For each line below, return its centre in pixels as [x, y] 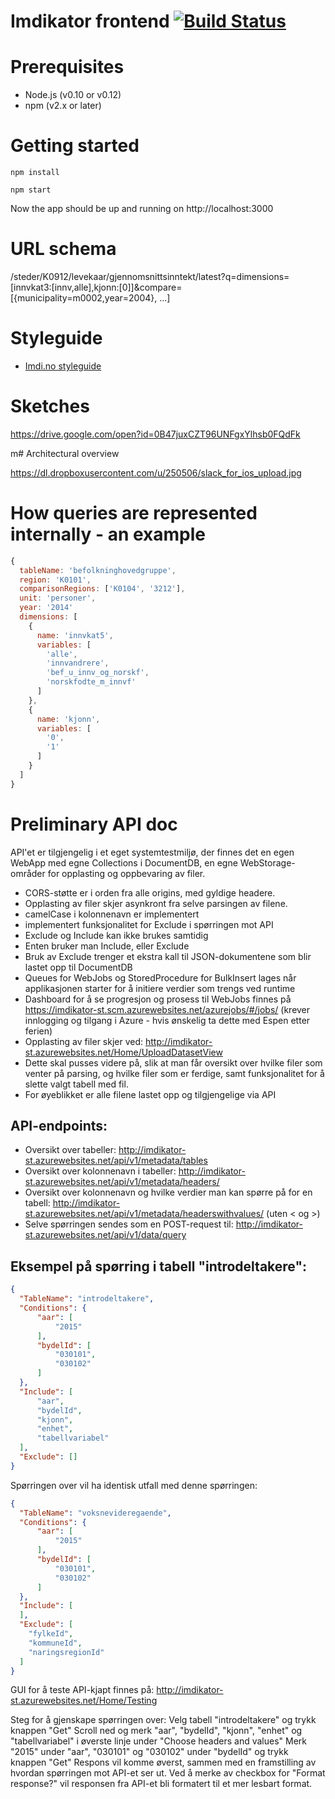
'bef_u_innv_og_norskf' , [98, 673]
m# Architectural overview [65, 453]
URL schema [63, 249]
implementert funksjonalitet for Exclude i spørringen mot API [149, 924]
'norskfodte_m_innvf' [91, 682]
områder [28, 873]
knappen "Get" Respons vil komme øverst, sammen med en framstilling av [163, 1762]
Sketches [50, 406]
